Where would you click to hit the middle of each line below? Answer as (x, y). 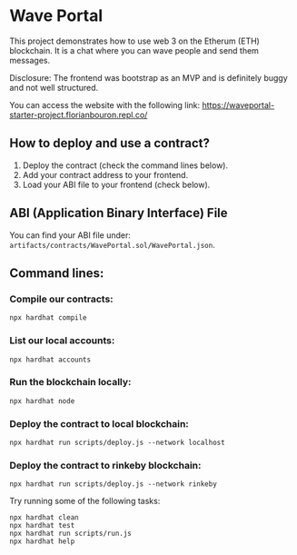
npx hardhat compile (49, 318)
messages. (30, 60)
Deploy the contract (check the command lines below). (125, 165)
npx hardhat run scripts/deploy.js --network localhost (117, 443)
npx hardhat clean (44, 518)
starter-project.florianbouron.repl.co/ (79, 114)
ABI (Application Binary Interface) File (119, 213)
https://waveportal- (238, 104)
